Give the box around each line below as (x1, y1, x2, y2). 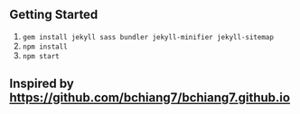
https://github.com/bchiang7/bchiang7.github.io (9, 90, 291, 106)
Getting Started (9, 7, 98, 22)
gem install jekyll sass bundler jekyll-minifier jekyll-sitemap (22, 32, 274, 41)
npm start (22, 51, 61, 61)
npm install (22, 42, 68, 51)
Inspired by (9, 76, 74, 92)
